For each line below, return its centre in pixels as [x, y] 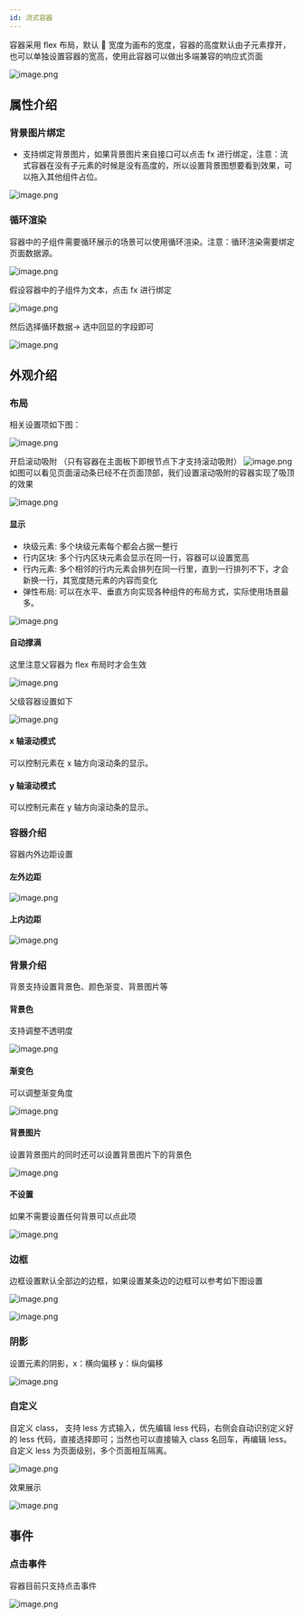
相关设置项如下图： [45, 425]
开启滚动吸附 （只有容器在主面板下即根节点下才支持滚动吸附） [125, 462]
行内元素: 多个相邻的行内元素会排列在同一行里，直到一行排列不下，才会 [156, 569]
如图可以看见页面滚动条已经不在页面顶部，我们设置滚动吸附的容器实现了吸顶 [152, 473]
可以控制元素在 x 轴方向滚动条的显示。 [81, 762]
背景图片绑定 [38, 132]
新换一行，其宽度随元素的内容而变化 [90, 579]
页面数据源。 [33, 253]
